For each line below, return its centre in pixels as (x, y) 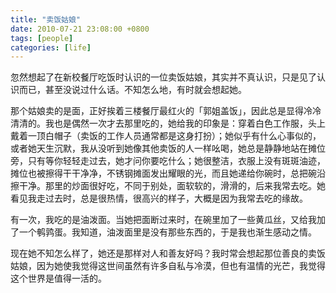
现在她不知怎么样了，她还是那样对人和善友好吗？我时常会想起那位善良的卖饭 (168, 253)
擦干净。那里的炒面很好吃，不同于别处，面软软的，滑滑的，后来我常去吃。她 (168, 186)
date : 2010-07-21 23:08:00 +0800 (80, 29)
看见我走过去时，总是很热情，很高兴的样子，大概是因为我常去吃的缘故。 (159, 198)
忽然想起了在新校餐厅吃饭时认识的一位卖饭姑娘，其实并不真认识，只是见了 (163, 77)
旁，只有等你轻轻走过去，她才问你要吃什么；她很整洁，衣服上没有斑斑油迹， (168, 161)
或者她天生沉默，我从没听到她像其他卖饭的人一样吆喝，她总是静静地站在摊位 (168, 148)
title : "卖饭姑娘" (46, 19)
